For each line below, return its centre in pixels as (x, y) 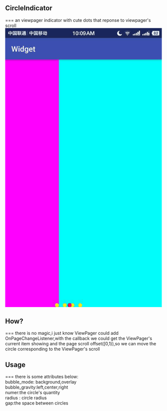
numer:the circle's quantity (33, 392)
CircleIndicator (29, 8)
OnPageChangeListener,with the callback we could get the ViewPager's (79, 338)
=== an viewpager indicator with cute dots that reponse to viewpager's (78, 20)
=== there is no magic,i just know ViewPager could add (62, 333)
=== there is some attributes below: (42, 376)
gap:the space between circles (37, 403)
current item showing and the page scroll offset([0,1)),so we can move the (81, 344)
